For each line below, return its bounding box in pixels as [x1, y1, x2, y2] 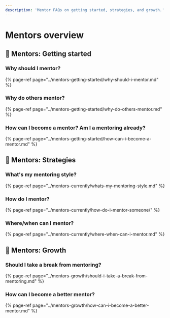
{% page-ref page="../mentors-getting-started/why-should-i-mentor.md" [5, 76, 159, 82]
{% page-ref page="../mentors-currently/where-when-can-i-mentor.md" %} [5, 231, 165, 237]
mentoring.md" [5, 278, 37, 284]
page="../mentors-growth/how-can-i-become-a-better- [32, 302, 149, 308]
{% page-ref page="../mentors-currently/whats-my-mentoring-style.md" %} [5, 183, 165, 189]
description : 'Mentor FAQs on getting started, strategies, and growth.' [5, 7, 165, 13]
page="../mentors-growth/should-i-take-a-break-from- [32, 273, 148, 279]
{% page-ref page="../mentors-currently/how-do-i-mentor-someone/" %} [5, 207, 160, 213]
